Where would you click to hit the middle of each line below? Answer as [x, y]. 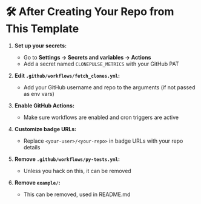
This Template [42, 29]
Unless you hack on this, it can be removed [77, 171]
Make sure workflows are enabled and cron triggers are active [101, 117]
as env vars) [39, 93]
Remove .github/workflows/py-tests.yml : [67, 159]
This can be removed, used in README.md [77, 194]
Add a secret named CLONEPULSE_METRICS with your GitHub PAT [101, 64]
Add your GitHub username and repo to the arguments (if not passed [109, 87]
